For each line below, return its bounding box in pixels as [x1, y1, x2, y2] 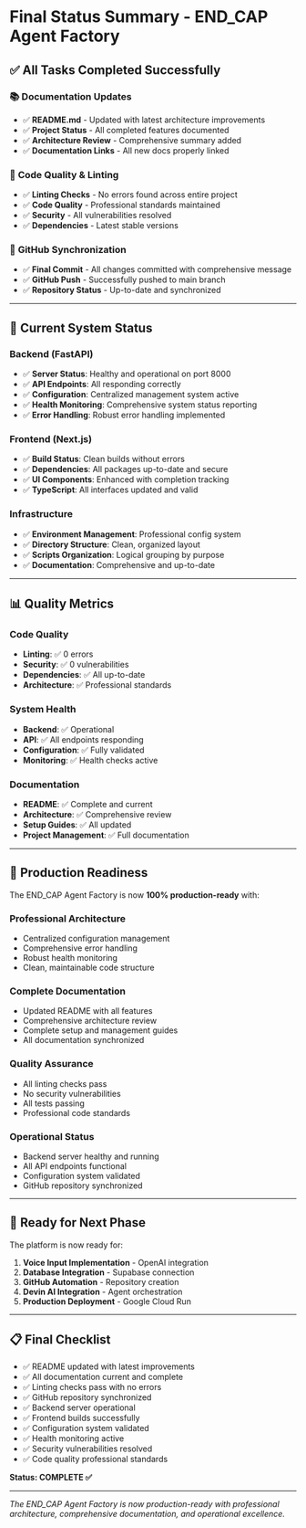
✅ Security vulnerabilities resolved [22, 1443, 153, 1454]
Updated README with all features [22, 1006, 153, 1017]
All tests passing [22, 1098, 85, 1109]
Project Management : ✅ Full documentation [22, 829, 189, 841]
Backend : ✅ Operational [22, 723, 115, 734]
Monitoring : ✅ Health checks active [22, 754, 158, 765]
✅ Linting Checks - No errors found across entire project [22, 189, 239, 200]
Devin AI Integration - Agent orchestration [22, 1286, 183, 1297]
